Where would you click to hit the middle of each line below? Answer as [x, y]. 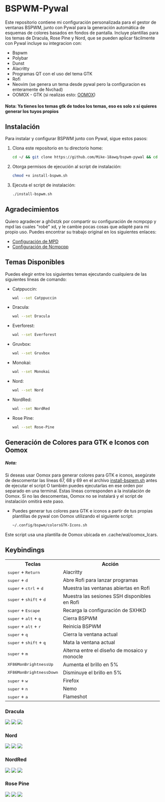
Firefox [71, 680]
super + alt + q [24, 618]
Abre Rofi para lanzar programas [101, 580]
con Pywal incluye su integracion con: [43, 43]
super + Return [24, 572]
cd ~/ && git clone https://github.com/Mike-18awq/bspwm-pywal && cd [85, 157]
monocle [73, 656]
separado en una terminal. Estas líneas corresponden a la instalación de [78, 491]
